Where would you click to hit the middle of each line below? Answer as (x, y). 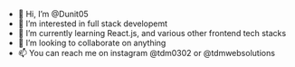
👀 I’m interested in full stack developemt (93, 24)
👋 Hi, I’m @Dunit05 (53, 14)
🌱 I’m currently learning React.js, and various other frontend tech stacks (152, 33)
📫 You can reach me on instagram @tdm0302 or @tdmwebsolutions (147, 53)
